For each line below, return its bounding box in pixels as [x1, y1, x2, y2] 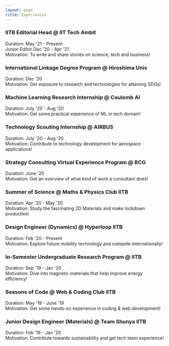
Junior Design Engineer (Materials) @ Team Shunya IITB [5, 318, 146, 325]
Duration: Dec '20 [5, 76, 42, 82]
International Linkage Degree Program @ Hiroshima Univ [5, 64, 148, 71]
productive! [5, 211, 29, 217]
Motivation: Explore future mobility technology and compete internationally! [5, 241, 163, 247]
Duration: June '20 [5, 170, 45, 176]
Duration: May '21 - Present [5, 40, 62, 46]
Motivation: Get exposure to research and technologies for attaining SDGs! [5, 81, 161, 87]
